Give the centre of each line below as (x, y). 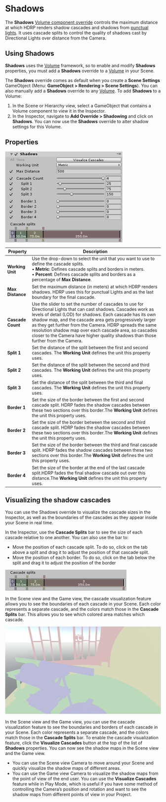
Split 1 (14, 353)
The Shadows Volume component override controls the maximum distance (82, 22)
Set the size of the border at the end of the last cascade (88, 467)
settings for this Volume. (37, 127)
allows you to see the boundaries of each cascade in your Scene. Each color (83, 604)
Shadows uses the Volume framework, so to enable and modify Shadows (80, 65)
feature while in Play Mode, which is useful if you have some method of (85, 784)
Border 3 (16, 453)
